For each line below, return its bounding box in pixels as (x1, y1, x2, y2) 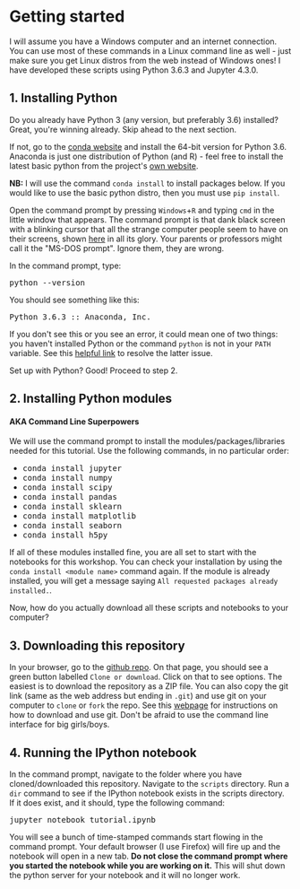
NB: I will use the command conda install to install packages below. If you (9, 178, 286, 188)
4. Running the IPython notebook (9, 745, 197, 760)
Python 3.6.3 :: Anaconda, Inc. (9, 311, 151, 322)
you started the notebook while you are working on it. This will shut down (9, 859, 286, 871)
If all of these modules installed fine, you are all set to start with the (9, 547, 257, 558)
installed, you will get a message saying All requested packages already (9, 576, 279, 587)
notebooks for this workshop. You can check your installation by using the (9, 556, 283, 567)
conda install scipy (21, 483, 113, 492)
